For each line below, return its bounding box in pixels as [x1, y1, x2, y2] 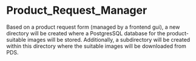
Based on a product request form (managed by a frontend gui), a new [6, 23, 180, 30]
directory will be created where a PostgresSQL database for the [6, 29, 166, 36]
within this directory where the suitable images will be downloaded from [6, 42, 186, 50]
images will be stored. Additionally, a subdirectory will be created [27, 36, 191, 43]
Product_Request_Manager [6, 4, 147, 17]
